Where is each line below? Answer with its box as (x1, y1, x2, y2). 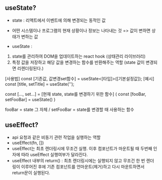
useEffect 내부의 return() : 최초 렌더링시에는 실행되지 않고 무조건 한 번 (12, 157, 145, 164)
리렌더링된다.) (17, 65, 44, 71)
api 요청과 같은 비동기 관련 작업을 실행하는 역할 (12, 134, 101, 140)
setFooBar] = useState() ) (5, 96, 56, 102)
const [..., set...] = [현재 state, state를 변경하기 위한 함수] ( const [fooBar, (5, 91, 147, 97)
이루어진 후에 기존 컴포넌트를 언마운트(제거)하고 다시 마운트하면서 (21, 164, 145, 169)
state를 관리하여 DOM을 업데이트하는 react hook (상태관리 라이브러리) (12, 53, 146, 59)
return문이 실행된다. (12, 169, 50, 176)
